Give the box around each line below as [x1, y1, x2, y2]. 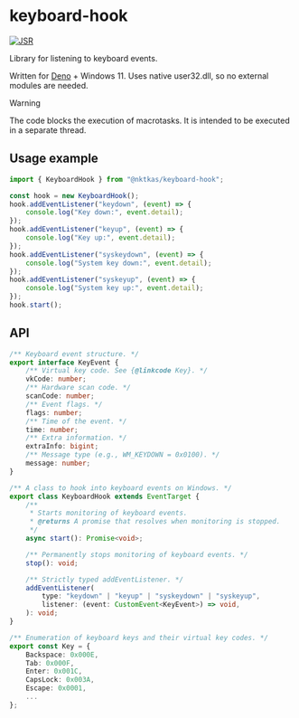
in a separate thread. [9, 124, 87, 136]
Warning [9, 97, 41, 109]
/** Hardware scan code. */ [25, 383, 131, 392]
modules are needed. [9, 80, 89, 90]
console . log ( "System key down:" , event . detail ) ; [25, 259, 212, 268]
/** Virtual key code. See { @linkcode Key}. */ [25, 366, 208, 375]
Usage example [9, 151, 99, 166]
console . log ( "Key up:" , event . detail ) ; [25, 233, 176, 242]
